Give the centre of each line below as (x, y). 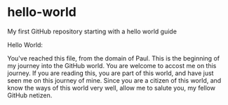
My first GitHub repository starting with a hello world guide (92, 31)
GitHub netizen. (30, 95)
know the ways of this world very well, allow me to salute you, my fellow (112, 88)
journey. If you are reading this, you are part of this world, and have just (110, 73)
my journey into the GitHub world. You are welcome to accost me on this (112, 65)
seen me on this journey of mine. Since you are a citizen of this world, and (114, 80)
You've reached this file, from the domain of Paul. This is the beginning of (113, 58)
